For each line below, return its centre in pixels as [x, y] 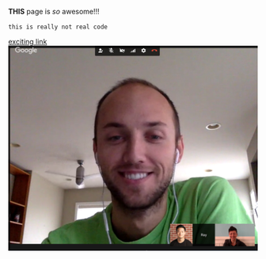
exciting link [28, 42]
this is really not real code [58, 27]
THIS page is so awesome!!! [54, 11]
